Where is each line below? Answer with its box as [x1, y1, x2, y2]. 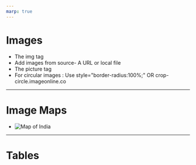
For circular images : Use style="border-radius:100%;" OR [14, 71, 155, 79]
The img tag [14, 53, 44, 60]
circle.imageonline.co [14, 78, 66, 85]
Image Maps [6, 103, 67, 117]
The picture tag [14, 65, 52, 72]
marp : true [6, 8, 33, 15]
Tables [6, 149, 40, 162]
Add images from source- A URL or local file [14, 59, 121, 66]
